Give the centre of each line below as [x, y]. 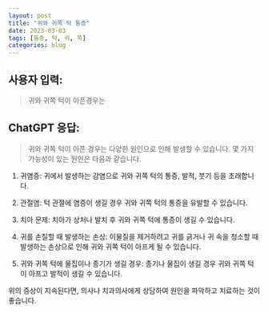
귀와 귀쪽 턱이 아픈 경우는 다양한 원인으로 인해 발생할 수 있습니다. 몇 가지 [141, 149]
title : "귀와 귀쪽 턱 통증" [49, 23]
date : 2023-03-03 [37, 30]
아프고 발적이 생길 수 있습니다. [75, 273]
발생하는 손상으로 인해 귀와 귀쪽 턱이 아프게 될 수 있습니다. [110, 246]
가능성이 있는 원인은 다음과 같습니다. [84, 158]
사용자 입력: [36, 79]
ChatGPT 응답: [44, 128]
